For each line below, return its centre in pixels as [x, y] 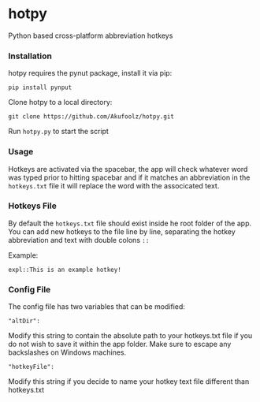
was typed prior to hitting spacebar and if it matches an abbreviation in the [129, 177]
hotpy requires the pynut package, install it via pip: [90, 73]
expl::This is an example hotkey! [65, 270]
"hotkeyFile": [32, 367]
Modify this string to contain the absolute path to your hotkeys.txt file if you [130, 336]
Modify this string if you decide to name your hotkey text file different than [129, 382]
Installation [30, 56]
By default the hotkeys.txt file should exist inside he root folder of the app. [130, 223]
